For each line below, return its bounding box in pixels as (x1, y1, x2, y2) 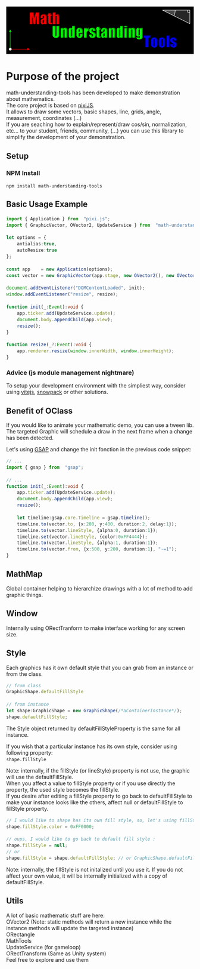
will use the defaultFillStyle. (6, 773, 74, 780)
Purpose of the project (6, 69, 120, 83)
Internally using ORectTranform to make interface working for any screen (6, 625, 186, 632)
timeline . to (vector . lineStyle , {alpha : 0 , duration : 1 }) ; (17, 527, 159, 533)
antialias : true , (17, 241, 58, 247)
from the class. (6, 670, 43, 678)
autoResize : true (17, 247, 58, 254)
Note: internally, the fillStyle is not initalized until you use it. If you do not (6, 866, 183, 873)
